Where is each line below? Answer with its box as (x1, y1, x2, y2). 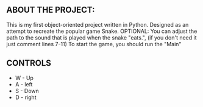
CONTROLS (6, 58, 52, 69)
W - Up (15, 74, 34, 81)
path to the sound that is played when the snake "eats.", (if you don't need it (6, 33, 197, 41)
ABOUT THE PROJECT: (6, 5, 95, 15)
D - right (15, 94, 37, 101)
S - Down (15, 87, 40, 94)
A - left (15, 80, 33, 88)
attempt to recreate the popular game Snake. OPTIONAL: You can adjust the (6, 27, 198, 35)
